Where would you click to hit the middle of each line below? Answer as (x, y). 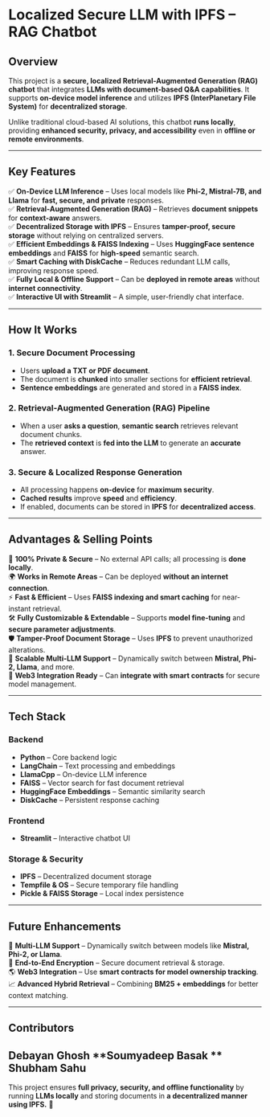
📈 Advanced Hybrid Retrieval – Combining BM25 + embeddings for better (133, 984)
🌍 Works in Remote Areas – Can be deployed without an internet (119, 576)
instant (20, 608)
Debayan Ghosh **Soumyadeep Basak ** (115, 1056)
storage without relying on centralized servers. (86, 235)
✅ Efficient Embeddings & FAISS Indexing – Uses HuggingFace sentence (131, 243)
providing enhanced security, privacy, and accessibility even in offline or (132, 131)
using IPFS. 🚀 (31, 1105)
